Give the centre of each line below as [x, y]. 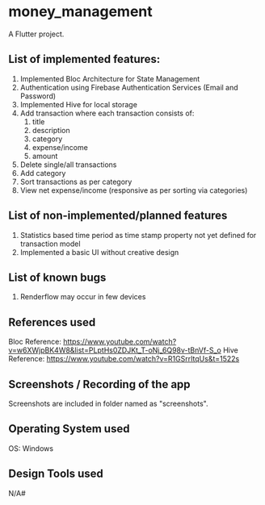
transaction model [50, 244]
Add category [43, 173]
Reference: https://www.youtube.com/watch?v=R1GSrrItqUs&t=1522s [124, 359]
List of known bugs [57, 277]
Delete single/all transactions [68, 165]
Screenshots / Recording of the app [100, 384]
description [51, 130]
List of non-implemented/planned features [118, 216]
